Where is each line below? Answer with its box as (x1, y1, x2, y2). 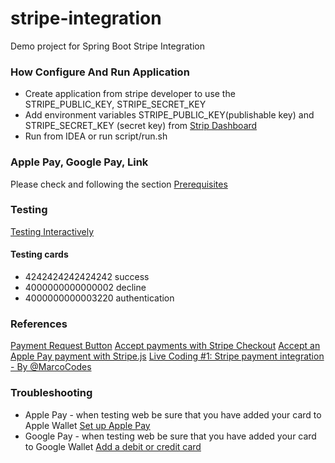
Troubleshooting (10, 386, 93, 400)
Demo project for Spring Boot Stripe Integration (10, 40, 205, 52)
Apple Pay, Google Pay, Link (10, 155, 149, 169)
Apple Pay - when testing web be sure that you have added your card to (24, 408, 322, 421)
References (10, 317, 68, 331)
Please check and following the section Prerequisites (10, 178, 228, 190)
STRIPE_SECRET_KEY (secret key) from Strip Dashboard (24, 120, 258, 132)
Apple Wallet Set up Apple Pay (24, 419, 151, 431)
